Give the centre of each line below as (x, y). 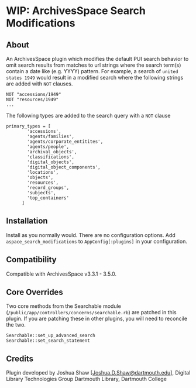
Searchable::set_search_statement (48, 341)
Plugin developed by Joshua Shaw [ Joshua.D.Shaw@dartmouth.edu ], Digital (98, 373)
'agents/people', (48, 147)
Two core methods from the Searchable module (64, 306)
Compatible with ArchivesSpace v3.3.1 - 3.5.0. (61, 274)
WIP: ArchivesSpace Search (76, 11)
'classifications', (51, 157)
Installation (27, 221)
